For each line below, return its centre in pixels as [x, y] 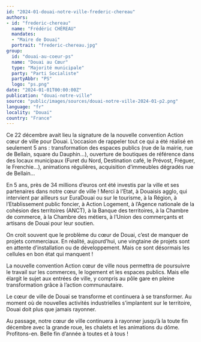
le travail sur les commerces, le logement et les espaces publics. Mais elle [98, 272]
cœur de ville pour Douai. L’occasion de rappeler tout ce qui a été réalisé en [100, 141]
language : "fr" [25, 107]
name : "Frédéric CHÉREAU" [44, 29]
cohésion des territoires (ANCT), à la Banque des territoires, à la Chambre [97, 210]
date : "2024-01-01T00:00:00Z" [44, 90]
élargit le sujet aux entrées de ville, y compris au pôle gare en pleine [91, 279]
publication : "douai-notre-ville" [49, 96]
